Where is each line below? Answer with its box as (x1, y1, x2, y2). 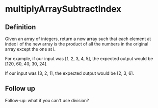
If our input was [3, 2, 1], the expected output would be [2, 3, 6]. (5, 70, 134, 76)
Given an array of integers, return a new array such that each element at (5, 36, 151, 42)
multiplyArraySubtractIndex (5, 3, 122, 15)
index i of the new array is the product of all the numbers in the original (5, 41, 149, 47)
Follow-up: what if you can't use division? (5, 97, 89, 103)
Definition (5, 23, 36, 31)
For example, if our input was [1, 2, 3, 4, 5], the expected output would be (5, 56, 154, 62)
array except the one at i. (5, 46, 56, 52)
